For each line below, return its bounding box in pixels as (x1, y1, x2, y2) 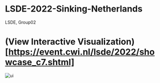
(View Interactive (5, 36, 76, 47)
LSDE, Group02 (5, 19, 36, 25)
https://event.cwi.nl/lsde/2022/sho (8, 47, 155, 57)
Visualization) (77, 36, 135, 47)
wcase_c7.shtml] (5, 57, 75, 68)
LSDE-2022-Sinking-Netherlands (5, 3, 143, 14)
